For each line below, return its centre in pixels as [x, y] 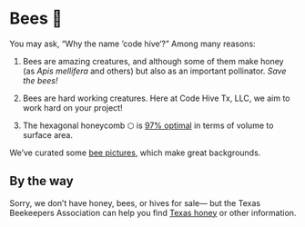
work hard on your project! [72, 107]
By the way [42, 181]
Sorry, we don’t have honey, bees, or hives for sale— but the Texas [135, 202]
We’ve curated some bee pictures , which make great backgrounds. [135, 153]
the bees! [40, 80]
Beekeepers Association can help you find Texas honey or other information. [153, 212]
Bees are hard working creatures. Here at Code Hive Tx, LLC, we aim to [156, 98]
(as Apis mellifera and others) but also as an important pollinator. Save [154, 71]
